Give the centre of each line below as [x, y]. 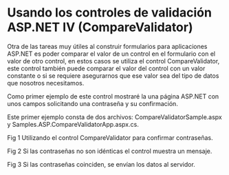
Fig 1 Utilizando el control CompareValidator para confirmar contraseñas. [110, 137]
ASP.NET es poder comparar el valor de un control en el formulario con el [111, 54]
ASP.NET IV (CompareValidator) [100, 27]
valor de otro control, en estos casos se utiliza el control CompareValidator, [113, 61]
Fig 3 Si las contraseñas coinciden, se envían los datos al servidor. [101, 164]
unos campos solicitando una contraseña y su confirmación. [93, 103]
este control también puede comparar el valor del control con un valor [106, 68]
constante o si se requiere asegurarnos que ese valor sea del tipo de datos [113, 75]
